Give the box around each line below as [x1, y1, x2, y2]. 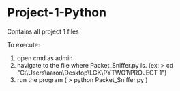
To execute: [7, 40, 40, 49]
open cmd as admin [16, 53, 73, 62]
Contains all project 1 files [7, 27, 80, 36]
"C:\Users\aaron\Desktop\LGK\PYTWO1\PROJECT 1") [16, 68, 167, 77]
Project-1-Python [7, 5, 107, 21]
